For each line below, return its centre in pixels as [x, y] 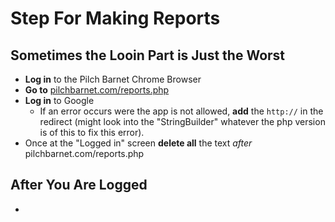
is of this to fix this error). [92, 132]
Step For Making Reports [115, 18]
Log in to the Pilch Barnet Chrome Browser [113, 79]
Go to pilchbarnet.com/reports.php [97, 90]
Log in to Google [59, 100]
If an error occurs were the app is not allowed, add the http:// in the [181, 111]
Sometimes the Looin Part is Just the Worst [148, 55]
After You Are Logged [79, 185]
